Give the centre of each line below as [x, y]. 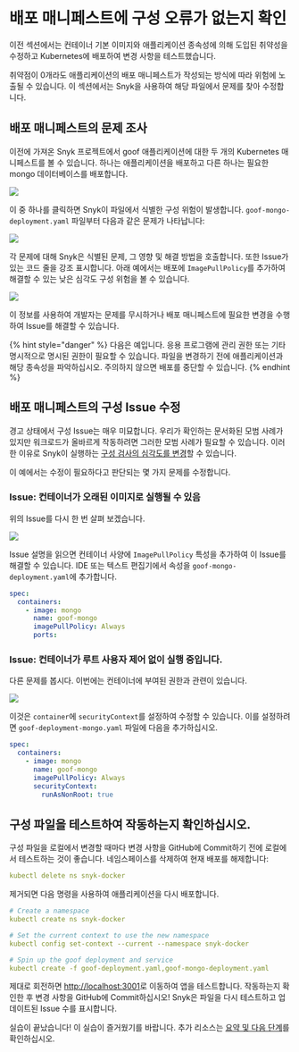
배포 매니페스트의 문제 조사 [78, 128]
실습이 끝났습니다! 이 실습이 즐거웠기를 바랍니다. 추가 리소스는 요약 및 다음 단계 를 [149, 1028]
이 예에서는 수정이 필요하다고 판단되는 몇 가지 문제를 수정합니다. [120, 472]
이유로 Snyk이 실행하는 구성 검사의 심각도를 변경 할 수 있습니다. [128, 453]
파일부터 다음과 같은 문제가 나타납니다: [138, 221]
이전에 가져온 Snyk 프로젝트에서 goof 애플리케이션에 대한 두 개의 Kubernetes [144, 151]
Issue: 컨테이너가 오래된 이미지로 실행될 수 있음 [105, 497]
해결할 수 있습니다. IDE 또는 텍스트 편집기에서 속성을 [100, 565]
